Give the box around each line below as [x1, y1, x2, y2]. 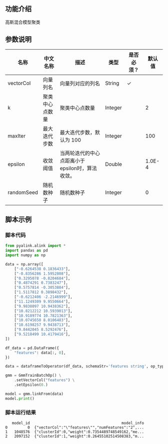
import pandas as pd [5, 248, 48, 253]
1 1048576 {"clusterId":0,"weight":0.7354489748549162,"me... [5, 429, 144, 434]
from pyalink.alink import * [5, 243, 66, 249]
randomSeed [7, 189, 38, 196]
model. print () [5, 396, 35, 401]
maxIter [7, 132, 26, 139]
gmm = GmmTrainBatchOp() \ [5, 373, 61, 378]
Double [104, 160, 122, 167]
